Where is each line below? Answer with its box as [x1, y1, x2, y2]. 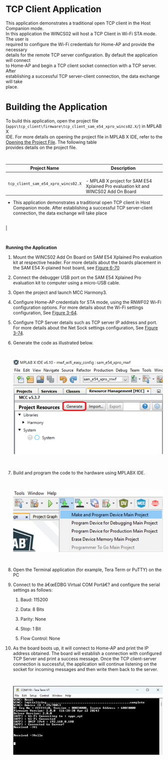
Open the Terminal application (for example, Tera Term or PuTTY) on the [12, 566, 162, 572]
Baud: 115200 [20, 596, 48, 602]
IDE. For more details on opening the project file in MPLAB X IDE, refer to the [5, 133, 163, 139]
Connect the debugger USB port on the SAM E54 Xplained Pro [12, 274, 142, 280]
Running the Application [5, 244, 57, 250]
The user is [5, 36, 29, 42]
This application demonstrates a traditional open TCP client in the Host [5, 20, 151, 26]
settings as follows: [12, 586, 53, 593]
